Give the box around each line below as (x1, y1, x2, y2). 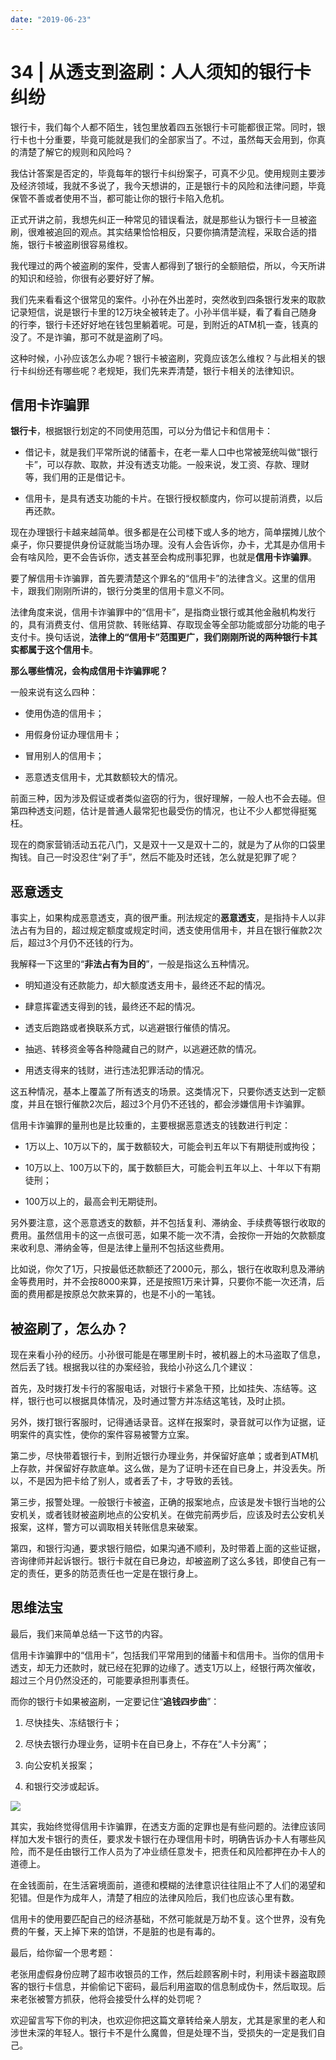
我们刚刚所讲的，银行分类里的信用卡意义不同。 (36, 585, 230, 597)
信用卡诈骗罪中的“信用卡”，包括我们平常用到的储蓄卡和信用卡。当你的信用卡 (10, 1649, 325, 1661)
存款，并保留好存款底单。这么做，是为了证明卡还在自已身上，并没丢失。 (18, 1462, 317, 1474)
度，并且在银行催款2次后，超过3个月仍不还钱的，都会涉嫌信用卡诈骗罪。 (10, 1098, 311, 1110)
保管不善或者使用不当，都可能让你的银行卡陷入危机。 (10, 192, 230, 204)
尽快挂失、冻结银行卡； (24, 1716, 122, 1728)
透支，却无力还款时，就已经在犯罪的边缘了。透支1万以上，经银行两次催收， (10, 1661, 321, 1673)
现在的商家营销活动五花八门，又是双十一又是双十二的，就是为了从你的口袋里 (10, 839, 326, 851)
